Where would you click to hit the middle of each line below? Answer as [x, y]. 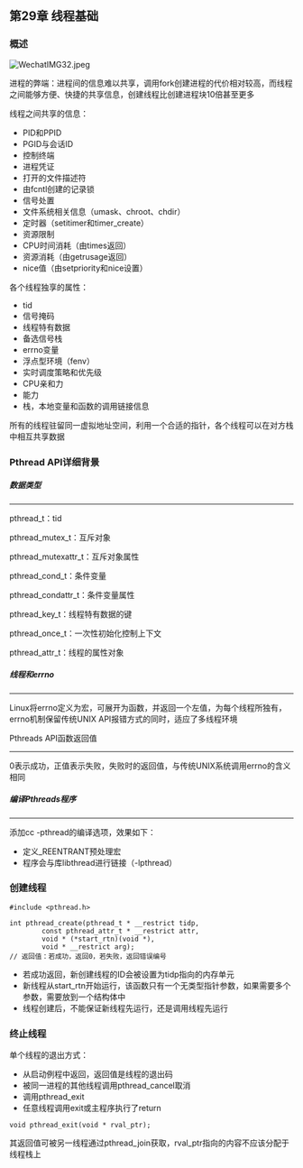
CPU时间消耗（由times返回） [77, 245]
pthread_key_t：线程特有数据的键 [71, 614]
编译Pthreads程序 [43, 799]
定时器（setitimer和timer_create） [85, 223]
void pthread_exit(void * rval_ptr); [80, 1126]
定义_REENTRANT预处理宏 [72, 851]
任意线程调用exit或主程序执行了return [92, 1108]
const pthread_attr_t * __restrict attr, [121, 931]
